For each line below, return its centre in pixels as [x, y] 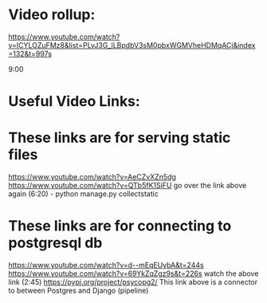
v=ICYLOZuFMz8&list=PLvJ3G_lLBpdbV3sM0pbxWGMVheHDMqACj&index [132, 45]
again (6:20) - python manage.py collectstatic [84, 194]
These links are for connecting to [120, 226]
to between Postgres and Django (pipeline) [79, 290]
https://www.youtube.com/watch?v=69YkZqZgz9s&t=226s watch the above [133, 273]
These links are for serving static [120, 138]
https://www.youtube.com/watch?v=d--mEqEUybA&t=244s [106, 265]
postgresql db [55, 243]
